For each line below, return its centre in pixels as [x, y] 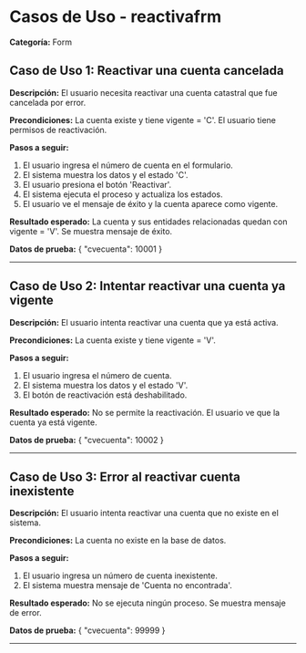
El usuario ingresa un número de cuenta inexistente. [120, 575]
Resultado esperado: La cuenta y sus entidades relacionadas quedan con [149, 222]
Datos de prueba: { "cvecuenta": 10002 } [87, 440]
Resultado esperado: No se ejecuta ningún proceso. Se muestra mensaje [148, 603]
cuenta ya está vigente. [53, 422]
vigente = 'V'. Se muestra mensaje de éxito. [91, 231]
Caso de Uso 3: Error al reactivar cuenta [125, 477]
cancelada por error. [48, 102]
